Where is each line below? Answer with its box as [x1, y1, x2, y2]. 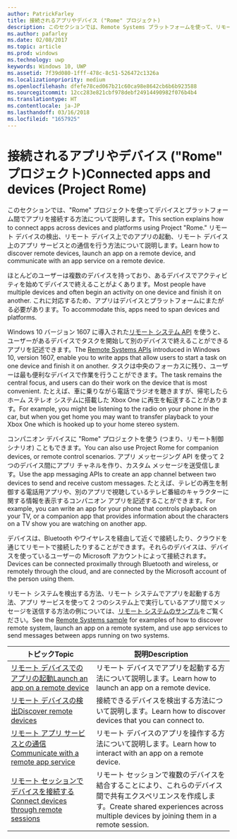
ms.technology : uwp [7, 57, 65, 64]
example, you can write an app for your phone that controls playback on [7, 504, 217, 512]
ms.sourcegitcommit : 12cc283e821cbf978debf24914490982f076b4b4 [7, 89, 197, 96]
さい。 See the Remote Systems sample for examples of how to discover [13, 616, 224, 624]
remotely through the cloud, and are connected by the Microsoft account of [7, 567, 227, 575]
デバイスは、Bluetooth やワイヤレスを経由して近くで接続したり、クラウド [7, 534, 221, 542]
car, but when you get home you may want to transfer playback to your [7, 412, 214, 421]
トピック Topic [26, 649, 74, 659]
